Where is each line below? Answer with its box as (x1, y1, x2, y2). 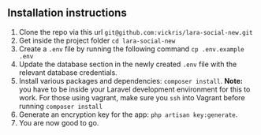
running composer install (18, 101, 103, 111)
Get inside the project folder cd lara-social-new (18, 36, 176, 45)
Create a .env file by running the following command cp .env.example (18, 43, 245, 54)
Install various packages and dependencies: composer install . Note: (18, 76, 244, 85)
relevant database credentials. (18, 67, 117, 77)
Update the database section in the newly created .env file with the (18, 59, 237, 69)
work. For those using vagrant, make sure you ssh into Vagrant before (18, 92, 245, 102)
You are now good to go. (18, 118, 99, 127)
